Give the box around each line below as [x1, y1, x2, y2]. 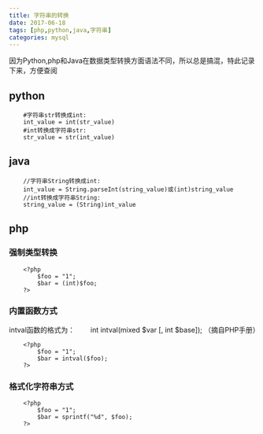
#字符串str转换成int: [23, 112, 87, 120]
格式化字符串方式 [9, 381, 74, 392]
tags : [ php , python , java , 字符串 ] [9, 26, 112, 34]
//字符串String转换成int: [23, 177, 101, 185]
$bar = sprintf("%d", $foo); [37, 414, 133, 421]
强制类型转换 [9, 247, 58, 258]
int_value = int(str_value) [23, 119, 115, 127]
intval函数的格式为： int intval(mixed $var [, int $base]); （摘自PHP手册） [9, 325, 260, 334]
